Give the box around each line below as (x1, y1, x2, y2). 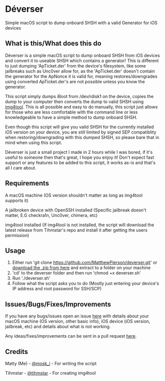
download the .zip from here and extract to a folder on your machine (12, 265, 151, 271)
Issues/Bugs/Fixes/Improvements (5, 300, 111, 309)
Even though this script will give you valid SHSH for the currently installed (5, 124, 154, 130)
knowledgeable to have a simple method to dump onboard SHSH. (5, 114, 137, 120)
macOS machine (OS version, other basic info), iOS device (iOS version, (5, 318, 151, 324)
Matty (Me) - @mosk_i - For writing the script (5, 361, 97, 366)
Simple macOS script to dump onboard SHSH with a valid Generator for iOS (5, 20, 158, 26)
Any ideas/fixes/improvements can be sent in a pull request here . (5, 333, 137, 339)
